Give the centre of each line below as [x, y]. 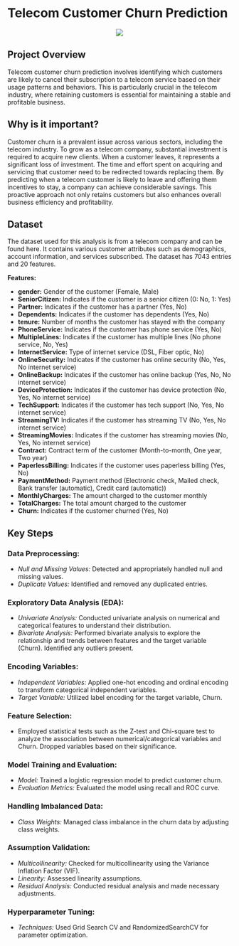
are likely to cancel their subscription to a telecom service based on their [114, 79]
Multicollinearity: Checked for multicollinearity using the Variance [113, 863]
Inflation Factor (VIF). [49, 871]
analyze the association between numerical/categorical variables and [119, 738]
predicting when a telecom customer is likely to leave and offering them [112, 179]
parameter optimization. [53, 935]
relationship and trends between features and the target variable [112, 641]
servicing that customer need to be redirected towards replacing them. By [116, 171]
